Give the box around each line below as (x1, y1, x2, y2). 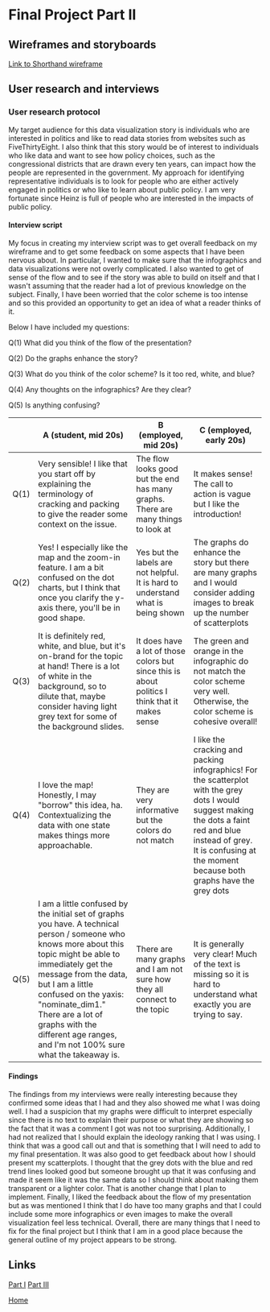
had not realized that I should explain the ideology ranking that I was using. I (8, 1132, 260, 1142)
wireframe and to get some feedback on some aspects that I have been (8, 246, 245, 256)
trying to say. (193, 1008, 243, 1020)
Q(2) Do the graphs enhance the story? (8, 353, 138, 363)
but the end (136, 473, 179, 484)
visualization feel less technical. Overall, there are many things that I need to (8, 1218, 261, 1227)
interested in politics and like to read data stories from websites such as (8, 133, 246, 143)
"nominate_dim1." (38, 999, 106, 1010)
